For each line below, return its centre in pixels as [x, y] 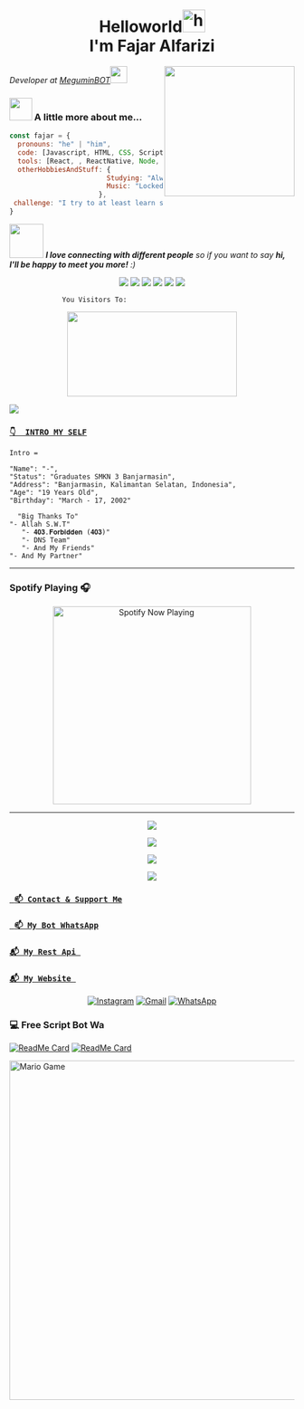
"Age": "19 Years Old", [54, 493]
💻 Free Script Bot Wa [57, 1024]
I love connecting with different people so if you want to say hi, [165, 254]
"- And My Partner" [46, 557]
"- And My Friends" [58, 548]
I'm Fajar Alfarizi [152, 46]
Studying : [125, 178]
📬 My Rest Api [43, 952]
